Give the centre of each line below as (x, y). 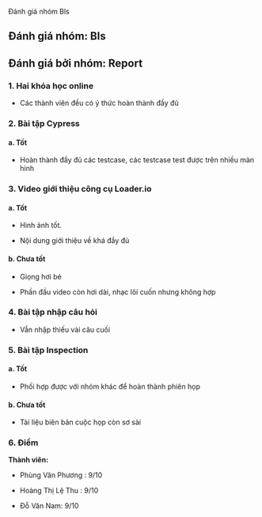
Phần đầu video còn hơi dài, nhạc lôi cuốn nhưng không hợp (118, 291)
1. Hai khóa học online (51, 86)
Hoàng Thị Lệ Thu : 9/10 (59, 491)
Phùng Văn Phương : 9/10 (61, 475)
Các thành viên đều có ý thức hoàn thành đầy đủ (99, 103)
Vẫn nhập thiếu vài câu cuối (65, 329)
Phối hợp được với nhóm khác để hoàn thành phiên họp (110, 386)
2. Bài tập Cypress (44, 124)
